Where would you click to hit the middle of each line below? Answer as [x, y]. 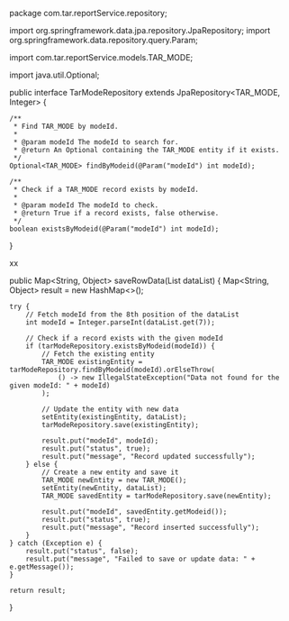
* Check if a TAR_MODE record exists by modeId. [106, 189]
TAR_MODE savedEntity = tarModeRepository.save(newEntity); [157, 496]
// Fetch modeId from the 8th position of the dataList [133, 315]
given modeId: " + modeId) [60, 386]
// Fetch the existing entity [98, 354]
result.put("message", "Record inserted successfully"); [150, 527]
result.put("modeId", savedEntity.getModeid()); [135, 512]
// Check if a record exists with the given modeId [124, 338]
